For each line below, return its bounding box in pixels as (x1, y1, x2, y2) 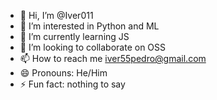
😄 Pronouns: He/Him (19, 67, 108, 79)
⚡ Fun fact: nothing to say (19, 78, 126, 90)
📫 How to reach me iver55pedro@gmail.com (19, 53, 207, 64)
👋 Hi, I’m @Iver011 (19, 10, 94, 21)
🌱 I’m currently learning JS (19, 31, 130, 42)
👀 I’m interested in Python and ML (19, 20, 160, 32)
